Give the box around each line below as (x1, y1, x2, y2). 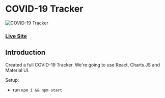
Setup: (5, 77, 19, 83)
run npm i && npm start (12, 87, 63, 93)
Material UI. (5, 67, 30, 73)
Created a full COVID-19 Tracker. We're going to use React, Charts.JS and (5, 61, 160, 68)
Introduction (5, 48, 46, 57)
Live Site (5, 32, 27, 40)
